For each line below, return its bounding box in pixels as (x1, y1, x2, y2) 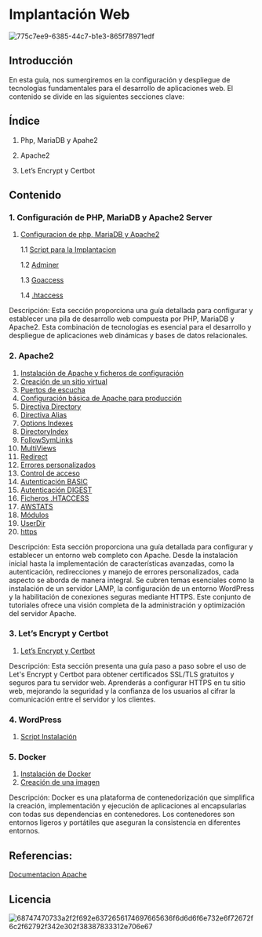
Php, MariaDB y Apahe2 (20, 135, 98, 144)
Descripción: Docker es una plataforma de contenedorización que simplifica (9, 793, 255, 802)
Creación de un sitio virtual (20, 377, 108, 386)
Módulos (20, 510, 49, 520)
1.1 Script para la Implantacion (20, 245, 117, 254)
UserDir (20, 518, 46, 527)
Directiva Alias (20, 410, 67, 419)
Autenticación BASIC (20, 476, 89, 486)
